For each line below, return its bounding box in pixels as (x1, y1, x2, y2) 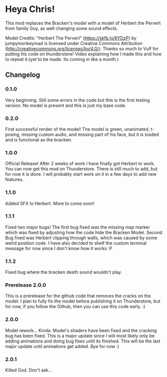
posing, (5, 131, 21, 137)
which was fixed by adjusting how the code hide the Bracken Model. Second (5, 229, 163, 235)
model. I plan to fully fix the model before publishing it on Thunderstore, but (5, 298, 161, 304)
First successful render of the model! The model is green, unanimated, (5, 126, 150, 132)
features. (5, 176, 24, 183)
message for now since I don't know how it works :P (5, 245, 113, 251)
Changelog (5, 71, 40, 79)
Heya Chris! (5, 3, 55, 15)
